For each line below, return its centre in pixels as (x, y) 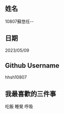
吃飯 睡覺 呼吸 (19, 107)
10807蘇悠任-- (19, 21)
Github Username (32, 66)
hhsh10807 (16, 77)
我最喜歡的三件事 (31, 94)
